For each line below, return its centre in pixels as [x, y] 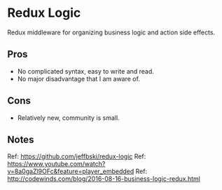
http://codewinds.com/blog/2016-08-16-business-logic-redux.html [104, 179]
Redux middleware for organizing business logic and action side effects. [111, 32]
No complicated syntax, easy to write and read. [85, 71]
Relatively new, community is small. [69, 118]
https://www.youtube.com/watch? [56, 164]
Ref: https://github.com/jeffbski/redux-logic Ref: [77, 156]
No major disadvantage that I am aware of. [78, 79]
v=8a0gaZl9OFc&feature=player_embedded [71, 171]
